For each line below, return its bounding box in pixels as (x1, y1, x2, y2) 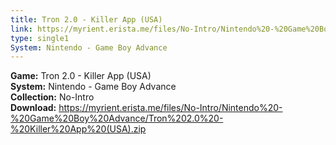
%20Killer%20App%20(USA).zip (10, 123, 147, 135)
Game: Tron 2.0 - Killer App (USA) (10, 70, 152, 82)
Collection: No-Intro (10, 91, 95, 103)
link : (10, 24, 33, 34)
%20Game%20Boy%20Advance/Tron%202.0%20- (10, 112, 224, 125)
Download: (10, 102, 57, 114)
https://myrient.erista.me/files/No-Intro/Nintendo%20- (58, 102, 283, 114)
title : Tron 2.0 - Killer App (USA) (10, 14, 163, 25)
